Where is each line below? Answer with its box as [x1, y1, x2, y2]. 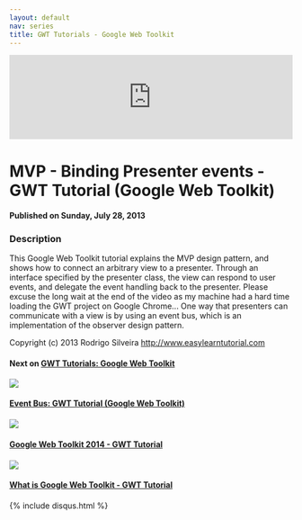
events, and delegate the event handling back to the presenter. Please [9, 282, 269, 292]
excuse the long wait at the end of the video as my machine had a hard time [9, 291, 290, 302]
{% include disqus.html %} [9, 500, 109, 511]
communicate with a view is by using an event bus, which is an [9, 310, 242, 321]
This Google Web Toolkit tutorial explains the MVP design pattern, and [9, 253, 270, 264]
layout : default [9, 13, 70, 22]
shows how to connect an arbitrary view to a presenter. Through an [9, 263, 259, 273]
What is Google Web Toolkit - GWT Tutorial [9, 480, 173, 490]
